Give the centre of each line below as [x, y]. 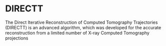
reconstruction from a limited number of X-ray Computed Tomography [77, 33]
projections [17, 38]
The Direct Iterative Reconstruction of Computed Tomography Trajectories [82, 22]
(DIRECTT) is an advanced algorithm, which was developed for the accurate [83, 27]
